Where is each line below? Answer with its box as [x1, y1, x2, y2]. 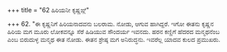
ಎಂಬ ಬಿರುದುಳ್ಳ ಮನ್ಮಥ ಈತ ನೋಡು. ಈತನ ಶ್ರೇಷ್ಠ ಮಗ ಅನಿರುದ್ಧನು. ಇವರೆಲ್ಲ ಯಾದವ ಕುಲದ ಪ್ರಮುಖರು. [7, 35, 221, 44]
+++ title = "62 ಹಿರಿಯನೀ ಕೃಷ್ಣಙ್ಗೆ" [7, 6, 89, 14]
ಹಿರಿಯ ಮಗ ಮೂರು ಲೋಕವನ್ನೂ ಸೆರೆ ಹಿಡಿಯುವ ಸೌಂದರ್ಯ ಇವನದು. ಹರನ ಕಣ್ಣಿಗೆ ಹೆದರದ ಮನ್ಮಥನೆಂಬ [7, 28, 220, 35]
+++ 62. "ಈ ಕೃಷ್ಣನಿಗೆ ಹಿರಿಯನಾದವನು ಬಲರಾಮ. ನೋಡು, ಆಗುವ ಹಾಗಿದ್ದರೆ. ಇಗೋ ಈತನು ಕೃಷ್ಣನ [7, 20, 214, 28]
